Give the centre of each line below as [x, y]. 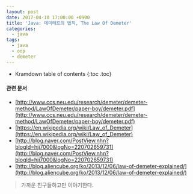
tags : [13, 40]
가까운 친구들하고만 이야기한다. [57, 185]
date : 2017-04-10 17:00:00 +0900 [48, 17]
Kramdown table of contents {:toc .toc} [63, 74]
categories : [21, 29]
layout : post [23, 12]
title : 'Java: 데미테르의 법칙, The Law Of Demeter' [69, 23]
